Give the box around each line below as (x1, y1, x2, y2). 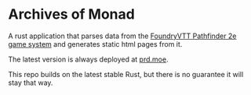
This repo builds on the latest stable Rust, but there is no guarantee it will (8, 69, 244, 79)
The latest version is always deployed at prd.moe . (8, 55, 169, 64)
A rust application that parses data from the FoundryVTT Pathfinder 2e (8, 31, 237, 40)
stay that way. (8, 78, 53, 87)
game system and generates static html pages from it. (8, 39, 183, 48)
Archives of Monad (8, 5, 135, 23)
